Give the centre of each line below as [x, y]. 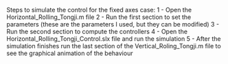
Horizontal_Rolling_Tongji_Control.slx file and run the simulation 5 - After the [114, 39]
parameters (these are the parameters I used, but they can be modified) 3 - [113, 24]
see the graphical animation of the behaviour [70, 53]
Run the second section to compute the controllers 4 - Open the [97, 31]
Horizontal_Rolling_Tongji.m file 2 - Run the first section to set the [99, 17]
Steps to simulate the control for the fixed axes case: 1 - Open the [99, 10]
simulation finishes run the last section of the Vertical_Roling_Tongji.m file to [114, 46]
